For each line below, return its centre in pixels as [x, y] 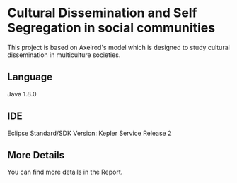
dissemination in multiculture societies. [64, 55]
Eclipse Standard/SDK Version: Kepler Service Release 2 [89, 133]
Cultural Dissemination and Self [102, 13]
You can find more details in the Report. [65, 172]
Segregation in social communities [111, 28]
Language [30, 77]
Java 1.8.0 [22, 94]
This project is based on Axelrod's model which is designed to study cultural [118, 47]
